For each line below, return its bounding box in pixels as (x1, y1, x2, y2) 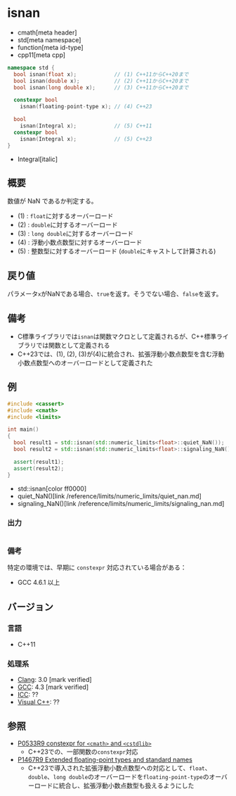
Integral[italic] (17, 155, 58, 163)
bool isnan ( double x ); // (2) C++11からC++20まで (13, 77, 189, 84)
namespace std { (7, 64, 55, 71)
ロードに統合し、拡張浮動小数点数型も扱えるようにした (34, 781, 195, 790)
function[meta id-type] (17, 43, 84, 51)
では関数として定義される (36, 341, 110, 349)
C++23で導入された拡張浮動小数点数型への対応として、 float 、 (27, 764, 211, 772)
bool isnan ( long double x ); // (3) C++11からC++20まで (13, 84, 189, 91)
